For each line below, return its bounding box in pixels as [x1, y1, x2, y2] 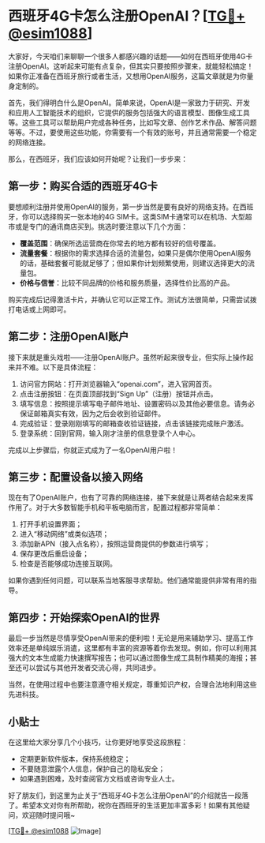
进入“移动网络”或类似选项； [19, 530, 110, 539]
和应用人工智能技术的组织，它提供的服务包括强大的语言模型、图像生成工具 [8, 107, 250, 117]
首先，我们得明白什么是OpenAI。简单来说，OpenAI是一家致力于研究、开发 [8, 98, 251, 107]
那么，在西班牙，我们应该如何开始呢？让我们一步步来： [8, 154, 188, 163]
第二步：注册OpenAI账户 [8, 330, 129, 343]
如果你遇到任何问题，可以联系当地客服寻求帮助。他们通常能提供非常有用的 [8, 575, 250, 585]
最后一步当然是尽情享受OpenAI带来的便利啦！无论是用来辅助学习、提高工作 [8, 633, 254, 643]
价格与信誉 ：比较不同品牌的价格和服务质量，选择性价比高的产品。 [19, 278, 234, 287]
